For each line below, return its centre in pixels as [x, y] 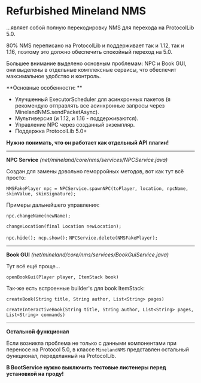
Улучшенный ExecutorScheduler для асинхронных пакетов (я [92, 99]
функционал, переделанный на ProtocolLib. [61, 356]
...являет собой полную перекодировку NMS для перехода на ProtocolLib [100, 27]
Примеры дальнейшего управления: [53, 205]
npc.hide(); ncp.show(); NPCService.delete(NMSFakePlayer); [82, 238]
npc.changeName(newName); [38, 216]
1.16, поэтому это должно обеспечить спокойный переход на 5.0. [89, 51]
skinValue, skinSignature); [41, 194]
